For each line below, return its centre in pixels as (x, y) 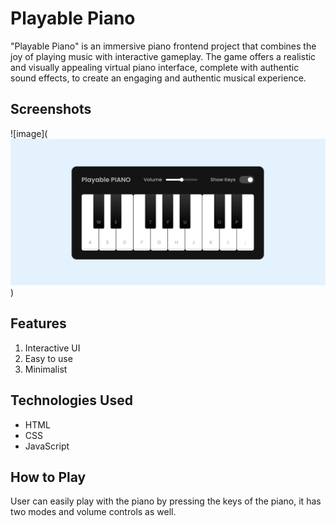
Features (38, 323)
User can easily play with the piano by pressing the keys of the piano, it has (166, 501)
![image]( (29, 133)
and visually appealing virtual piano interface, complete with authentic (155, 67)
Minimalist (46, 369)
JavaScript (47, 446)
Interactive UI (52, 348)
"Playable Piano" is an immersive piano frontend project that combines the (163, 46)
